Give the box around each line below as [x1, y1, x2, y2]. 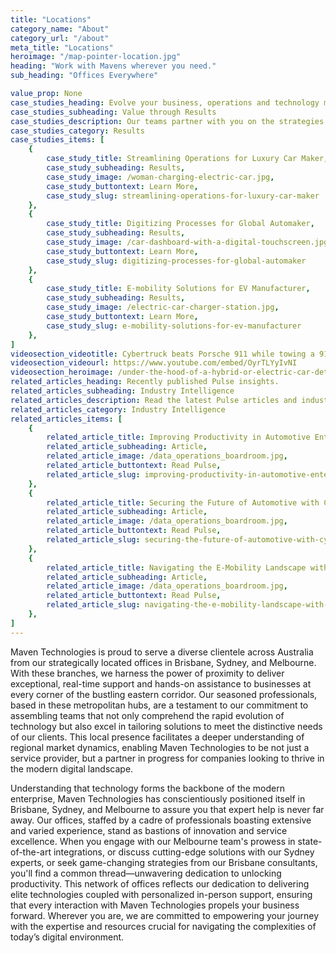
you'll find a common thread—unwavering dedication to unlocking [10, 867, 282, 879]
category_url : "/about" [10, 33, 110, 43]
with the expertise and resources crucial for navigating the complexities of [10, 920, 317, 932]
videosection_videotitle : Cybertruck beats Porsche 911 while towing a [10, 349, 315, 359]
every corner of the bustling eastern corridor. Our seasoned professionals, [10, 688, 318, 700]
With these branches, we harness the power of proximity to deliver [10, 667, 285, 679]
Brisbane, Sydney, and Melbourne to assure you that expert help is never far [10, 803, 325, 815]
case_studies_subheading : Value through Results [10, 107, 217, 117]
